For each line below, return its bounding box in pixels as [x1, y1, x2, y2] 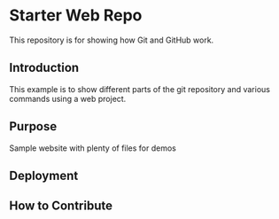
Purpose [9, 119, 58, 134]
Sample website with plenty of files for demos [9, 143, 177, 153]
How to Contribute [9, 199, 113, 214]
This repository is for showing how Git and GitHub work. [9, 35, 214, 45]
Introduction [9, 60, 80, 75]
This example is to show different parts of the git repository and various [9, 83, 270, 94]
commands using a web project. [9, 93, 127, 104]
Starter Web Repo [9, 5, 143, 26]
